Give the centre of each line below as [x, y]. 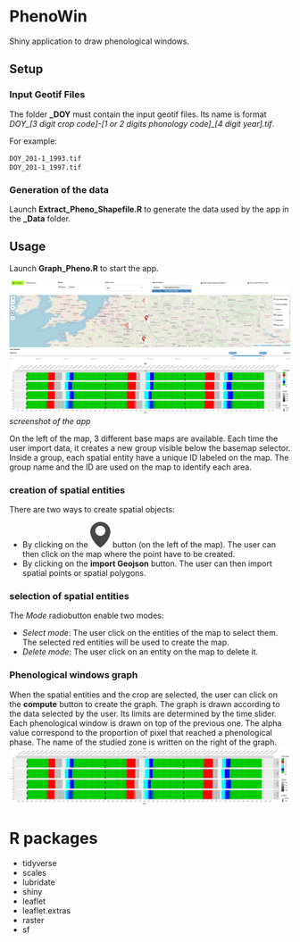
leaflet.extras [46, 910]
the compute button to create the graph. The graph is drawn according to [145, 704]
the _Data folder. [40, 218]
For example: [33, 141]
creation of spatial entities [67, 490]
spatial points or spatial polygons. [84, 572]
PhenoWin [48, 17]
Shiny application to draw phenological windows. [100, 41]
